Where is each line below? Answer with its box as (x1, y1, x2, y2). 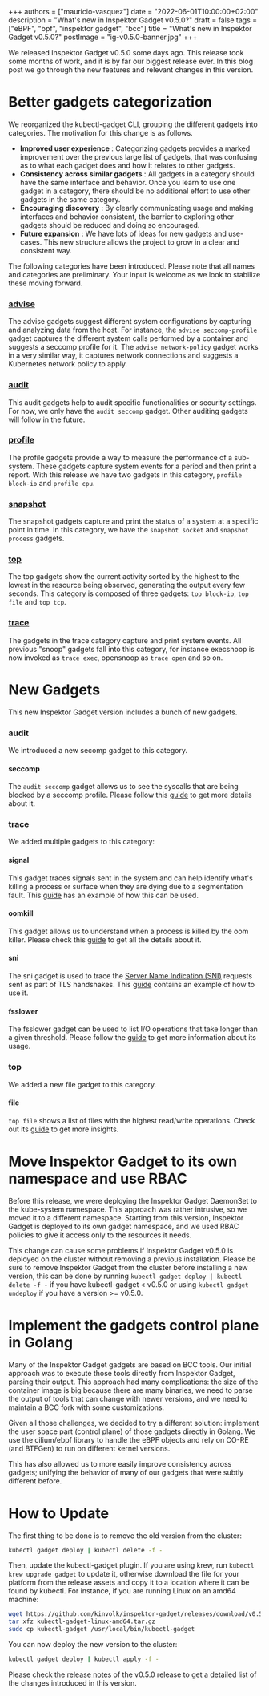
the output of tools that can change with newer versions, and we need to (8, 1394, 248, 1403)
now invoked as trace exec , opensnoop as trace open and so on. (8, 653, 223, 662)
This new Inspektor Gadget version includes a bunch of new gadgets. (8, 707, 238, 717)
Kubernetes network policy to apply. (8, 359, 128, 369)
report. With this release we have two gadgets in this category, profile (8, 469, 243, 480)
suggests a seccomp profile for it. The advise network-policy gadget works (8, 342, 259, 352)
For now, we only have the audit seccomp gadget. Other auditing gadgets (8, 406, 248, 415)
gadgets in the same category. (19, 194, 121, 204)
